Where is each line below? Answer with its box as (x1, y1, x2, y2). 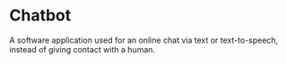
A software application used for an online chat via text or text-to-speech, (9, 35, 279, 45)
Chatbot (9, 5, 72, 26)
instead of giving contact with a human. (9, 44, 155, 54)
